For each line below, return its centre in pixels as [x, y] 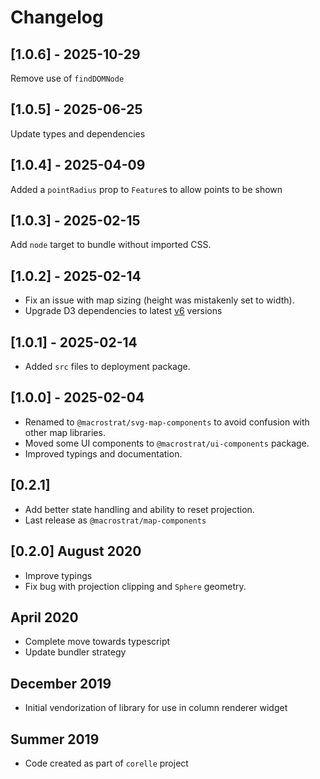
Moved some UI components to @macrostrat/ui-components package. [167, 443]
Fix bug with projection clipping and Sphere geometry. [135, 586]
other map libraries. [65, 432]
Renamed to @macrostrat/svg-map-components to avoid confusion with [167, 422]
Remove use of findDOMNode [67, 78]
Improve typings [58, 575]
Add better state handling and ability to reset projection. [139, 509]
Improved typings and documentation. [103, 453]
